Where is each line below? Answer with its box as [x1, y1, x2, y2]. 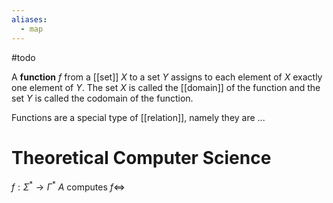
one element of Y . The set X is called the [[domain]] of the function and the [11, 81, 321, 93]
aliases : [11, 14, 48, 25]
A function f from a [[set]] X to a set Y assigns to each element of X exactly [11, 71, 323, 83]
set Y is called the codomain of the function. [11, 92, 194, 104]
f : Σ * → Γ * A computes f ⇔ [11, 179, 126, 193]
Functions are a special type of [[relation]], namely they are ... [11, 111, 266, 123]
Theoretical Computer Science [11, 146, 272, 169]
